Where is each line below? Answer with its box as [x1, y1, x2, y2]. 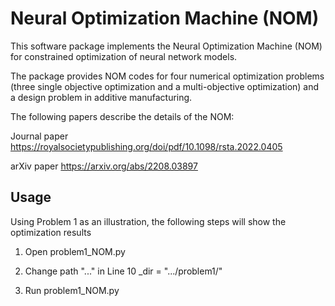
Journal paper [10, 130, 69, 142]
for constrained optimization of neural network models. [10, 50, 238, 62]
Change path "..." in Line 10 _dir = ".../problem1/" [24, 265, 223, 277]
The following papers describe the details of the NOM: [10, 110, 235, 122]
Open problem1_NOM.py [24, 245, 126, 257]
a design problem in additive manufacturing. [10, 91, 193, 103]
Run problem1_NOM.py [24, 284, 120, 296]
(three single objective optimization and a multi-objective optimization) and [10, 80, 320, 92]
